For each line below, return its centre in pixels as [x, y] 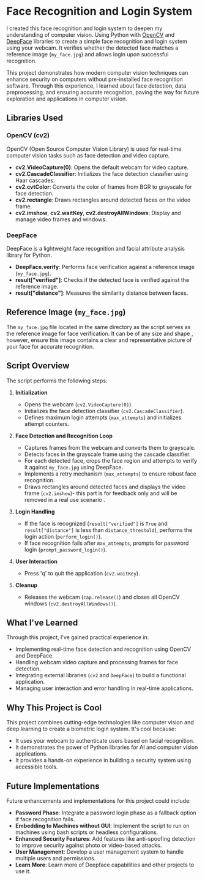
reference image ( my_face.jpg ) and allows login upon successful [88, 54]
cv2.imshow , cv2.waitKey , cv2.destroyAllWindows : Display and [98, 213]
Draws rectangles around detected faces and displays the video [105, 487]
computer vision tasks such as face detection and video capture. [88, 155]
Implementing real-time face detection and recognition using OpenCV [103, 649]
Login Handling [35, 511]
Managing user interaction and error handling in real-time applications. [104, 688]
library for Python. [29, 255]
